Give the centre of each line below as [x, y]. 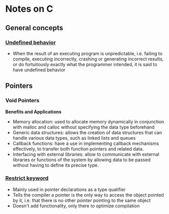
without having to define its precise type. [56, 165]
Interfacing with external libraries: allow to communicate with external [86, 154]
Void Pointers [22, 100]
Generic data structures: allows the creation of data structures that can [87, 132]
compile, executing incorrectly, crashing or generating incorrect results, [88, 59]
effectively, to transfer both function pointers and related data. [78, 148]
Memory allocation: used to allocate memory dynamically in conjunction [88, 121]
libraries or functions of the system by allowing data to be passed [81, 160]
